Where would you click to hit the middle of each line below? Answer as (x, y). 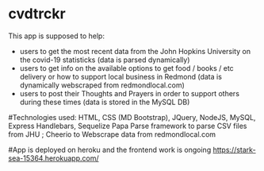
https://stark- (234, 150)
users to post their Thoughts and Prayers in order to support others (130, 93)
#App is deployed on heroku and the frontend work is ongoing (110, 150)
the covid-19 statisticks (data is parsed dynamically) (105, 60)
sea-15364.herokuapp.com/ (54, 158)
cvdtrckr (37, 14)
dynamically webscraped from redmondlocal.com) (102, 85)
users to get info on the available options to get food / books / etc (126, 68)
